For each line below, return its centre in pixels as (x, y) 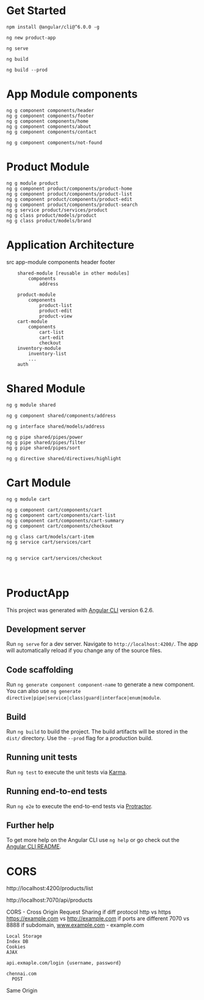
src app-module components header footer (61, 262)
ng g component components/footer (50, 116)
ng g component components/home (47, 121)
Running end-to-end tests (57, 791)
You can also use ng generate (44, 691)
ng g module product (33, 183)
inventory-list (48, 354)
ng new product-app (31, 37)
